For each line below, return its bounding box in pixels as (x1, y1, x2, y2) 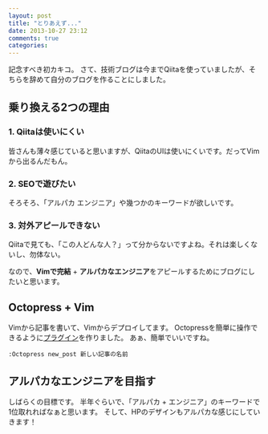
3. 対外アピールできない (8, 220, 100, 231)
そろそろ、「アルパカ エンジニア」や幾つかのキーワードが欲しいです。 (8, 198, 238, 208)
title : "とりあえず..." (8, 19, 82, 27)
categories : (8, 42, 48, 50)
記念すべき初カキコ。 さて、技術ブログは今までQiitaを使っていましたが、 (8, 65, 250, 75)
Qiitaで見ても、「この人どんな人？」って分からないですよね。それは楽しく (8, 240, 251, 249)
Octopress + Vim (8, 300, 95, 314)
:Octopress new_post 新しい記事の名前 (8, 351, 128, 359)
